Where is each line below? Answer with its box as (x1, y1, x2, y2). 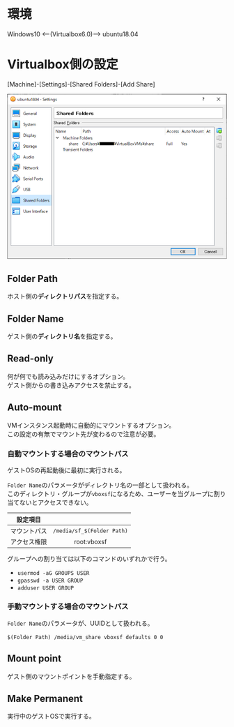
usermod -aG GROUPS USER (17, 569, 90, 576)
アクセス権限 (10, 538, 47, 546)
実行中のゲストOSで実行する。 (7, 712, 95, 721)
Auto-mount (7, 402, 62, 414)
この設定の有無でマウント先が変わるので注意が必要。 (7, 430, 160, 438)
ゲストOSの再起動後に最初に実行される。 (7, 466, 126, 474)
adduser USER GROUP (17, 584, 75, 592)
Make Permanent (7, 693, 84, 705)
